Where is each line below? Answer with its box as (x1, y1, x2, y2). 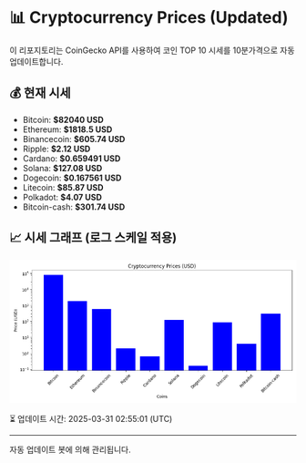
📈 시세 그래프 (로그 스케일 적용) (9, 230, 178, 246)
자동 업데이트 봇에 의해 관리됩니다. (9, 444, 131, 455)
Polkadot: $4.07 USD (22, 191, 103, 202)
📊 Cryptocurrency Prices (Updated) (9, 7, 289, 28)
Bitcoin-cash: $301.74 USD (22, 201, 126, 212)
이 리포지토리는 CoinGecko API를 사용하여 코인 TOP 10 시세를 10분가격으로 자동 (9, 45, 295, 56)
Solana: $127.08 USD (22, 162, 103, 173)
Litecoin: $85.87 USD (22, 181, 104, 192)
